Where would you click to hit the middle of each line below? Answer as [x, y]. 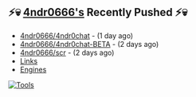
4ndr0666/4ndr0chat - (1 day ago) [76, 35]
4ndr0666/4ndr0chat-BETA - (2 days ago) [89, 44]
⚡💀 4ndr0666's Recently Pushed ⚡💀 [98, 12]
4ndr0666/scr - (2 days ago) [67, 52]
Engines [33, 69]
